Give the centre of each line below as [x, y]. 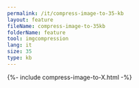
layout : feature [30, 20]
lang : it [20, 45]
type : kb [20, 58]
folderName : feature [37, 32]
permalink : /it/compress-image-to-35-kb [66, 13]
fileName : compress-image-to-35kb [56, 26]
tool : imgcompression [38, 39]
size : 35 [20, 52]
